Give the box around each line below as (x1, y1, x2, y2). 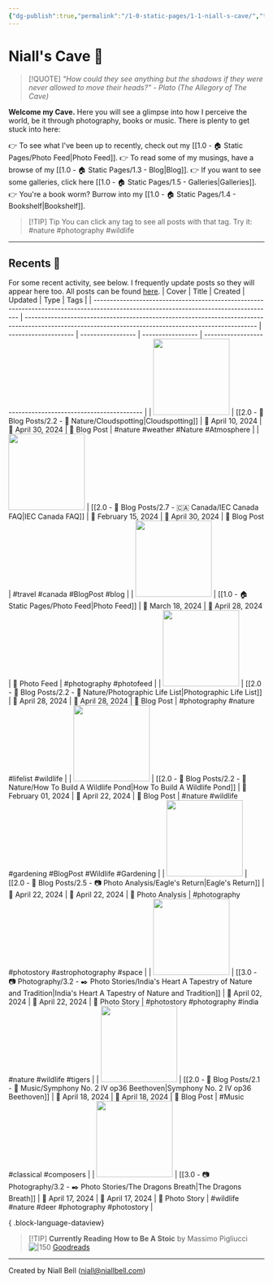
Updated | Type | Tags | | (8, 295, 92, 305)
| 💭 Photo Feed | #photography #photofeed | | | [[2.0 (8, 679, 262, 689)
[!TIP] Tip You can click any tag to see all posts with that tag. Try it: (28, 216, 253, 226)
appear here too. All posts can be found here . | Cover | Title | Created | (8, 286, 245, 297)
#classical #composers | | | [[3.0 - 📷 (8, 1170, 210, 1180)
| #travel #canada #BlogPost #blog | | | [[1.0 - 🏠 (8, 589, 249, 599)
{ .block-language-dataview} (8, 1218, 105, 1228)
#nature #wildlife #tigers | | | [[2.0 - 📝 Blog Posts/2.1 (8, 1075, 260, 1085)
